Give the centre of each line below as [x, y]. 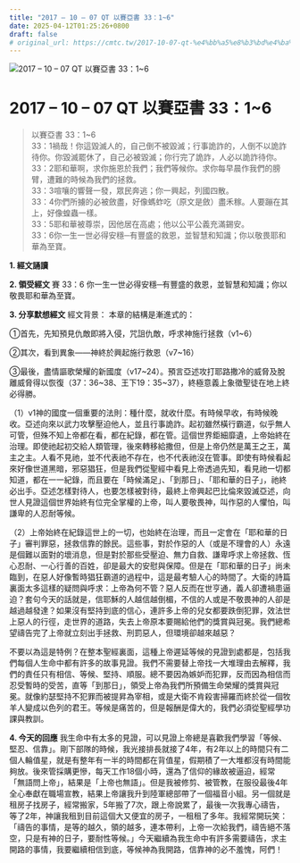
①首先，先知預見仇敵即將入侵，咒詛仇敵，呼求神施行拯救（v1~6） [133, 334]
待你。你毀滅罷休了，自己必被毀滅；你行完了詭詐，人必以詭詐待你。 [156, 157]
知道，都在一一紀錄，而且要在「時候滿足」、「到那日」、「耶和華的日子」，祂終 [148, 480]
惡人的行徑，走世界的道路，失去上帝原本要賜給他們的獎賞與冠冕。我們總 [150, 622]
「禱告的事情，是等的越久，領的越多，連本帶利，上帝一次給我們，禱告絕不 [146, 827]
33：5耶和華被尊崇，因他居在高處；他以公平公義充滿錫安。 [140, 224]
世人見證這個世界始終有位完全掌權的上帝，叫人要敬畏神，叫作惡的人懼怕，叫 [150, 502]
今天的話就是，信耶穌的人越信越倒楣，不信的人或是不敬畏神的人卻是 [165, 599]
